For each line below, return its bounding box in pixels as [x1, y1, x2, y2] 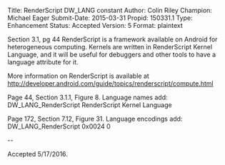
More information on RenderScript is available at [7, 71, 150, 80]
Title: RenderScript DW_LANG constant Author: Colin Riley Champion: [7, 6, 213, 14]
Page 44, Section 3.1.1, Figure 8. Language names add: [7, 93, 168, 101]
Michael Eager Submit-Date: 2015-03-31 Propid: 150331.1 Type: [7, 14, 193, 22]
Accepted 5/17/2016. [7, 150, 68, 158]
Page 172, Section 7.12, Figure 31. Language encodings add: [7, 114, 183, 123]
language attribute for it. [7, 58, 79, 66]
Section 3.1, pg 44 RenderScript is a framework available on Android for [7, 35, 218, 44]
